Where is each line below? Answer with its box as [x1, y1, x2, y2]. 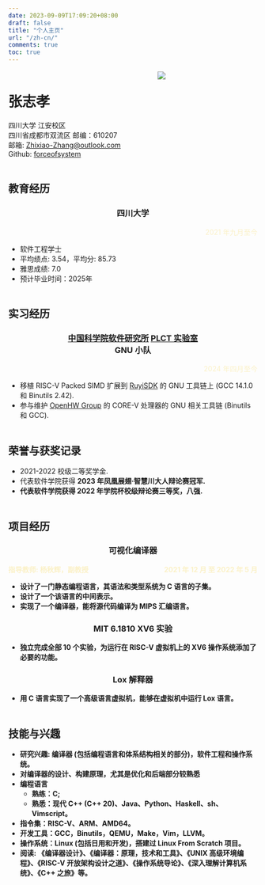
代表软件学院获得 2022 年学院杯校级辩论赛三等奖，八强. [19, 486, 203, 496]
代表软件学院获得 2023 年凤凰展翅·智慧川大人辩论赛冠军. [19, 477, 206, 486]
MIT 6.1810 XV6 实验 [93, 623, 172, 634]
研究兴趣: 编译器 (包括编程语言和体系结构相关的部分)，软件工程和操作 [19, 750, 246, 759]
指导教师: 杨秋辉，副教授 [8, 564, 89, 574]
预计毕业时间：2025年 [19, 274, 93, 283]
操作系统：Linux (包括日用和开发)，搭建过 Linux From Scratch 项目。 [19, 838, 246, 848]
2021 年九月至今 [205, 227, 258, 237]
